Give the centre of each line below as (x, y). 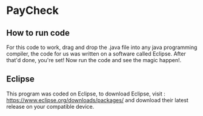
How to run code (38, 33)
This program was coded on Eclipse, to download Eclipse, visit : (86, 94)
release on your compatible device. (50, 106)
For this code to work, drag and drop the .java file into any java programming (102, 47)
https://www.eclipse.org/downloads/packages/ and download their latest (98, 100)
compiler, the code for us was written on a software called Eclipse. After (96, 54)
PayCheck (32, 11)
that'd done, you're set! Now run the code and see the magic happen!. (94, 60)
